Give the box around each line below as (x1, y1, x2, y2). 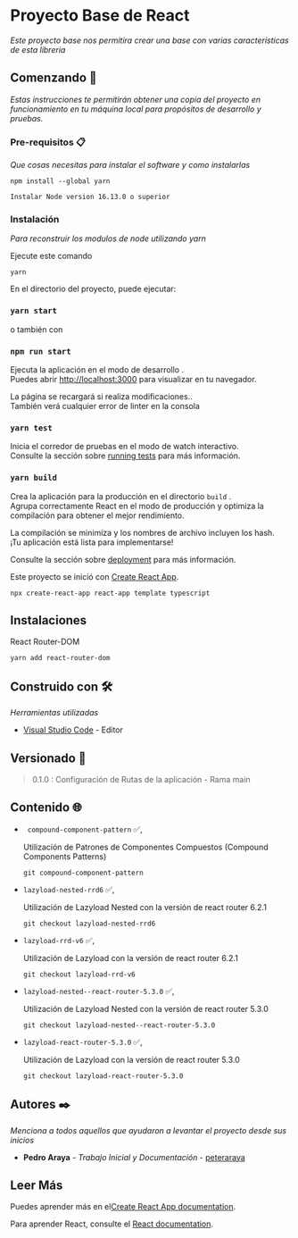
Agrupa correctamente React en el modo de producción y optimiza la (10, 500, 264, 511)
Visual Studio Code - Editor (22, 724, 124, 735)
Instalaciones (10, 613, 87, 628)
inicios (10, 1134, 35, 1145)
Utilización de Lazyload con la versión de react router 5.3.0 (22, 1054, 240, 1065)
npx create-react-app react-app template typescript (10, 589, 211, 598)
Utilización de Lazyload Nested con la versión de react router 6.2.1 (22, 901, 267, 912)
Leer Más (10, 1177, 63, 1192)
